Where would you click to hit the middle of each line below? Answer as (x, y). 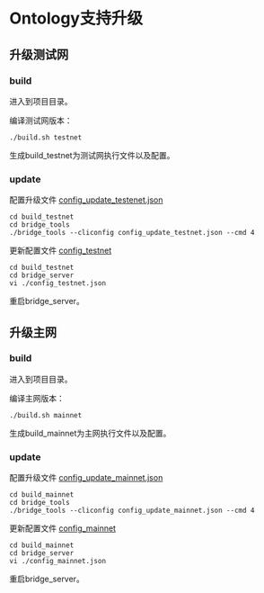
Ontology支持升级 (76, 18)
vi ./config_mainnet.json (57, 562)
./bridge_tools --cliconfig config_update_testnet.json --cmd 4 (132, 233)
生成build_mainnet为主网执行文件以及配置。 (90, 433)
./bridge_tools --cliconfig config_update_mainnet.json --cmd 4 (132, 511)
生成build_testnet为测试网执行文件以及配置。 (92, 155)
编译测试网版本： (41, 120)
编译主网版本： (37, 398)
